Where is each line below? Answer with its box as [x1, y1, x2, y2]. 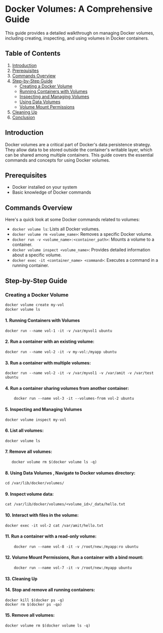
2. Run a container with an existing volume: [5, 339, 95, 344]
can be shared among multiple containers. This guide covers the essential [5, 152, 154, 158]
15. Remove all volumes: [5, 612, 55, 618]
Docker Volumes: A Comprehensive [5, 3, 153, 15]
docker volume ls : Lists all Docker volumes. [12, 226, 100, 232]
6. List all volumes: [5, 428, 44, 433]
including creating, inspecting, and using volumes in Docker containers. [5, 35, 149, 41]
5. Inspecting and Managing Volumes [5, 407, 82, 412]
